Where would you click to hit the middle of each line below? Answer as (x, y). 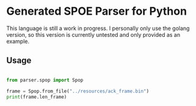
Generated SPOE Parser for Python (97, 11)
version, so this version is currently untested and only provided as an (93, 34)
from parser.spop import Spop (45, 80)
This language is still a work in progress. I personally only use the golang (98, 28)
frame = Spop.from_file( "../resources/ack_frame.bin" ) (78, 91)
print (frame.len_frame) (37, 97)
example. (18, 41)
